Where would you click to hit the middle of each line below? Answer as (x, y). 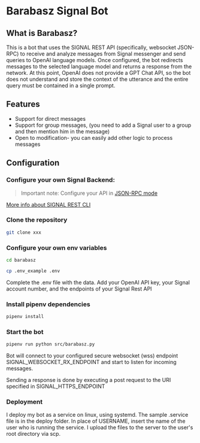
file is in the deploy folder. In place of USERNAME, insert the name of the (96, 421)
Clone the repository (37, 220)
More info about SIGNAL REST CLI (49, 204)
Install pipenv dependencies (49, 304)
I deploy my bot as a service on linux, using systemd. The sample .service (97, 415)
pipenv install (25, 317)
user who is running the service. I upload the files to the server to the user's (100, 427)
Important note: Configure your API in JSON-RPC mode (89, 193)
